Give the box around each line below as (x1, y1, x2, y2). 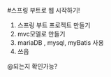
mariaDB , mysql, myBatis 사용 (17, 38, 105, 47)
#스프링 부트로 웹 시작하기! (7, 6, 80, 14)
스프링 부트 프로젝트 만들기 (17, 21, 91, 29)
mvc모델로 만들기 (17, 30, 66, 38)
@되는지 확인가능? (7, 62, 58, 70)
